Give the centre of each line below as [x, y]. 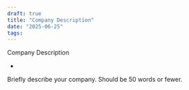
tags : [15, 33]
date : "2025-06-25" [35, 26]
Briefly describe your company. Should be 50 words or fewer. [95, 80]
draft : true [24, 13]
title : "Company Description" [51, 20]
